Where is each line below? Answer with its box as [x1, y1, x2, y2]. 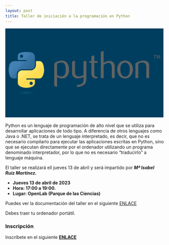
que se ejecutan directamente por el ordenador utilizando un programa [5, 144, 153, 150]
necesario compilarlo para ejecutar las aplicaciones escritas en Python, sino [5, 138, 164, 144]
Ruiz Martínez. [5, 170, 37, 176]
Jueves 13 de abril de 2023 [12, 180, 71, 186]
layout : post [5, 8, 33, 13]
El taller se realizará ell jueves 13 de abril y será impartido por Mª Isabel [5, 165, 155, 171]
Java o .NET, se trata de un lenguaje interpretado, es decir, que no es [5, 133, 150, 139]
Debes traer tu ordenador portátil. [5, 210, 76, 216]
